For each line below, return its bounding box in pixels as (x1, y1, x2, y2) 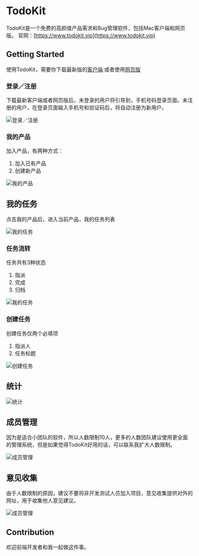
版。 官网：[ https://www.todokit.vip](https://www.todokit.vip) (6, 31, 156, 39)
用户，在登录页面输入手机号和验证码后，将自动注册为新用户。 (16, 104, 167, 111)
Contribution (6, 527, 54, 537)
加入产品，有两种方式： (6, 147, 63, 154)
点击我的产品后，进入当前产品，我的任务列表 (6, 216, 115, 223)
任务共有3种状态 (6, 259, 46, 266)
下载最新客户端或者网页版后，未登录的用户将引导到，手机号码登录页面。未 (6, 96, 188, 104)
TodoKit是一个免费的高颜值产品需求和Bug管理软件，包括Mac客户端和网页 (6, 24, 185, 31)
